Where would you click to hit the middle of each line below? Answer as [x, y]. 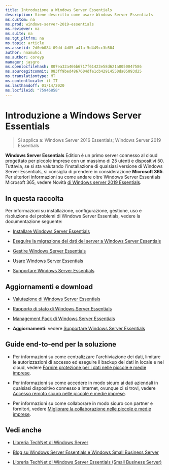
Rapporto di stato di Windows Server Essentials [62, 309]
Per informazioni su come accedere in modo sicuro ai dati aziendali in [85, 383]
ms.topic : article [25, 43]
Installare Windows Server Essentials [51, 231]
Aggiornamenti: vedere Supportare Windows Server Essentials [79, 329]
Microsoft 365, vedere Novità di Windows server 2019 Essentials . [73, 182]
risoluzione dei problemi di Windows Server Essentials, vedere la [73, 216]
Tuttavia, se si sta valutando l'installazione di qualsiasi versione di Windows [84, 166]
